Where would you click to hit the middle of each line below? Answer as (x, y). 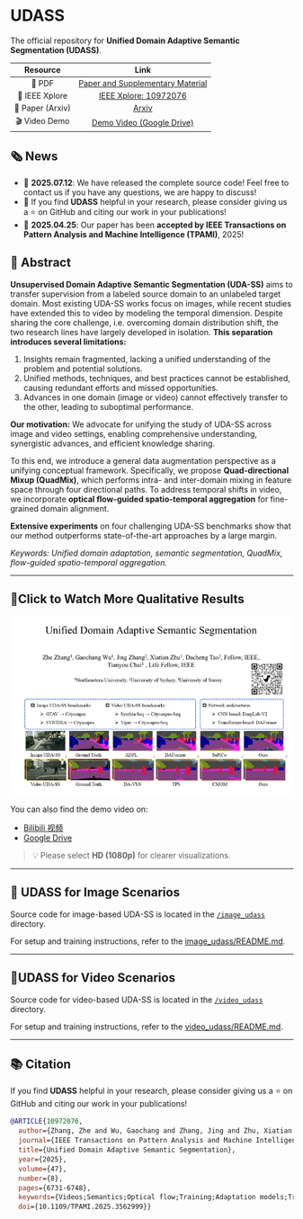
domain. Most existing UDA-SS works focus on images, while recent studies (151, 303)
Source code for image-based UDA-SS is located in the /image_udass (138, 914)
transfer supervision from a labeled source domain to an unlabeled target (146, 294)
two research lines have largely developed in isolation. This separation (142, 332)
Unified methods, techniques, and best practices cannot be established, (157, 378)
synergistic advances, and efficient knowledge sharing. (112, 443)
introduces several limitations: (68, 342)
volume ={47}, (43, 1169)
